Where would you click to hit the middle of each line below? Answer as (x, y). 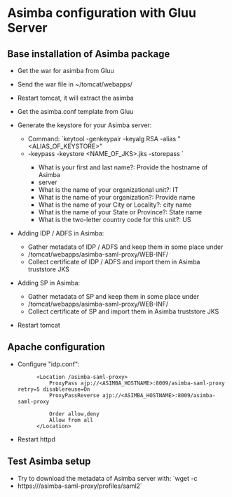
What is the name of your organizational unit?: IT (108, 190)
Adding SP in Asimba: (49, 283)
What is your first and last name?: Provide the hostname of (123, 167)
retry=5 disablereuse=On (54, 389)
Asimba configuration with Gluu (102, 13)
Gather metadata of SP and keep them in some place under (114, 296)
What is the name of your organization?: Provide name (117, 197)
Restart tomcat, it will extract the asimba (76, 98)
